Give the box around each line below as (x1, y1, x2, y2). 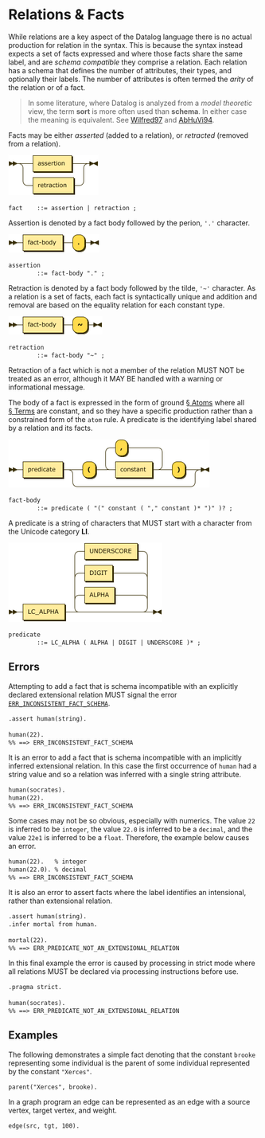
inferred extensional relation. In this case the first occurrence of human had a (8, 761, 257, 770)
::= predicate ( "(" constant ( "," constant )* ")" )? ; (37, 504, 233, 512)
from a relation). (8, 139, 61, 148)
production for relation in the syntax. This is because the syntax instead (8, 40, 244, 49)
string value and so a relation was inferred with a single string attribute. (8, 769, 242, 779)
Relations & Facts (8, 6, 125, 24)
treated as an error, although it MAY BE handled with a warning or (8, 373, 223, 383)
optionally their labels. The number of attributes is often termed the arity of (8, 74, 255, 84)
